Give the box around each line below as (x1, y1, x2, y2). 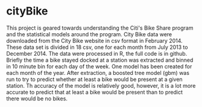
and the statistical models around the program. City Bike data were (6, 30, 172, 37)
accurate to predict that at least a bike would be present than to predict (6, 88, 183, 96)
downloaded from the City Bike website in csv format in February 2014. (6, 37, 183, 44)
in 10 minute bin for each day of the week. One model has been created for (6, 62, 192, 70)
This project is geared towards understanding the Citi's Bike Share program (6, 24, 194, 31)
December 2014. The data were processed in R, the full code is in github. (6, 50, 188, 57)
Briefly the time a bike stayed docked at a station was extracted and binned (6, 56, 194, 63)
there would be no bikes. (6, 95, 68, 102)
